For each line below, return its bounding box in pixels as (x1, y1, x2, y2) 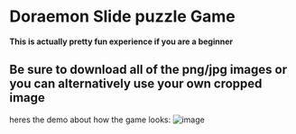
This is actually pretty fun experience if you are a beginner (9, 36, 233, 47)
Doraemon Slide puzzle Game (9, 6, 236, 27)
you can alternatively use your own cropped (9, 76, 263, 92)
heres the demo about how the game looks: (9, 114, 171, 125)
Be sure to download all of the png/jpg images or (9, 62, 287, 77)
